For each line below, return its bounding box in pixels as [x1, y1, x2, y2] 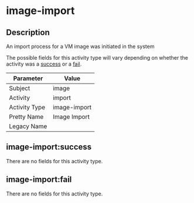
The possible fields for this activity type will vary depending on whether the [6, 54, 189, 61]
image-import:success [6, 142, 92, 152]
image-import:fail [6, 174, 72, 185]
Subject [9, 84, 30, 92]
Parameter [13, 74, 43, 82]
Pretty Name [9, 113, 44, 121]
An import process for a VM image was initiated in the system [6, 43, 155, 50]
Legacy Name [9, 122, 47, 130]
